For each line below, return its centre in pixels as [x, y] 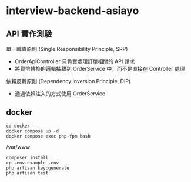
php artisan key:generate [38, 168]
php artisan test [27, 173]
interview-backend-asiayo [73, 11]
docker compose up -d [33, 131]
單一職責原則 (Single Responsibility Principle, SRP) [67, 49]
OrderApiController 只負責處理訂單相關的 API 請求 [75, 61]
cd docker [18, 126]
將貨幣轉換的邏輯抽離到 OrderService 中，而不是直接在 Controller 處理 [100, 69]
